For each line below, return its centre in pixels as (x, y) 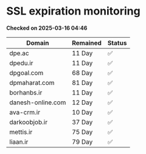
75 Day (82, 132)
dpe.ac (19, 53)
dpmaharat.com (32, 82)
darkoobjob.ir (28, 122)
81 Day (82, 82)
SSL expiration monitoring (74, 11)
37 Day (82, 122)
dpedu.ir (21, 63)
